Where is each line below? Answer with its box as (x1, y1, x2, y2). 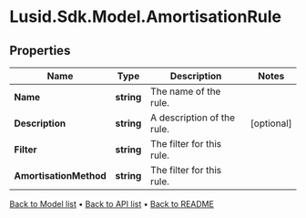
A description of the (149, 111, 235, 124)
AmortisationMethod (14, 170, 107, 182)
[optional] (250, 117, 292, 130)
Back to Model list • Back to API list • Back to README (9, 199, 214, 209)
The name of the (149, 85, 221, 98)
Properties (9, 43, 71, 58)
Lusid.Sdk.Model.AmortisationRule (9, 6, 282, 27)
